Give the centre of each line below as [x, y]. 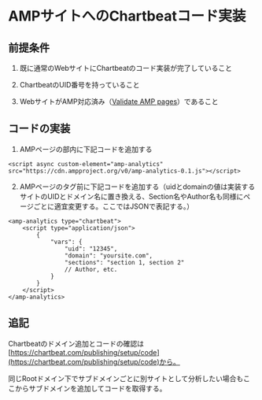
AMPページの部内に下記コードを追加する [86, 149]
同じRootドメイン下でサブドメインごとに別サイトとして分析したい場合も [126, 378]
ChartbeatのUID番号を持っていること [79, 85]
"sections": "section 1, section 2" [124, 262]
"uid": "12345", [91, 249]
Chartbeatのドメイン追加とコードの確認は [76, 343]
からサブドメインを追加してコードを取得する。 [90, 388]
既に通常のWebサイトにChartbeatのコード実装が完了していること [125, 68]
